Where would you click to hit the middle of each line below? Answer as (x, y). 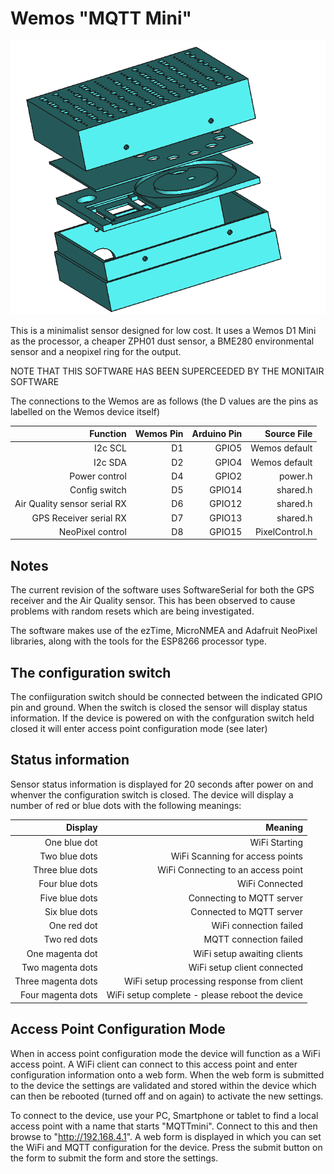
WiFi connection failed (257, 926)
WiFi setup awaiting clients (248, 953)
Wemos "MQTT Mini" (101, 18)
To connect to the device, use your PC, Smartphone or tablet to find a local (164, 1115)
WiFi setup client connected (245, 967)
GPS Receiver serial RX (79, 518)
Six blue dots (71, 911)
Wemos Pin (159, 434)
